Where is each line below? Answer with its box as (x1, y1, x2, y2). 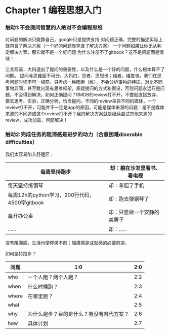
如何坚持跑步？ (5, 250, 36, 256)
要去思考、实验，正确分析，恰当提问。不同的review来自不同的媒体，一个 (5, 98, 157, 104)
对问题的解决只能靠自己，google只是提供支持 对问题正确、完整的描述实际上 (5, 37, 163, 43)
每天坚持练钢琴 (8, 182, 44, 189)
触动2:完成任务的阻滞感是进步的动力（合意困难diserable (5, 131, 143, 138)
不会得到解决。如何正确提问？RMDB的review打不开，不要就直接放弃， (14, 92, 161, 98)
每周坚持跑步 (40, 168, 71, 175)
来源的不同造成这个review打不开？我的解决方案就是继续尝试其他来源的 (5, 111, 152, 117)
